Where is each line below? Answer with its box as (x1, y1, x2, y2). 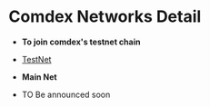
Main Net (21, 71, 57, 83)
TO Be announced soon (21, 89, 111, 100)
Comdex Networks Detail (8, 6, 202, 27)
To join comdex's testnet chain (21, 36, 141, 47)
